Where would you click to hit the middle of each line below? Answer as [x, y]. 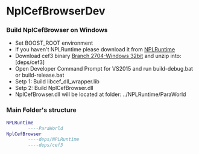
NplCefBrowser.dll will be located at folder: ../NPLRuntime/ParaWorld [100, 94]
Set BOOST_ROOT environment [54, 43]
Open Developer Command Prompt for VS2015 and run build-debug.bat [104, 69]
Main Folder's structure [41, 110]
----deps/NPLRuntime [54, 140]
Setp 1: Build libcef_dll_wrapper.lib [57, 82]
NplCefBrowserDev [56, 11]
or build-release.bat [39, 75]
